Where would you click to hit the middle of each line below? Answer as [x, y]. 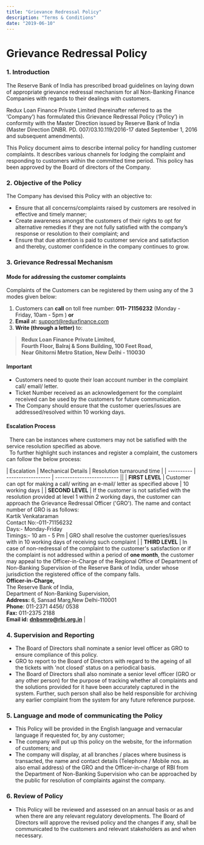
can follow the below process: [44, 459]
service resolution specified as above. [54, 446]
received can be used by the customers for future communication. [98, 399]
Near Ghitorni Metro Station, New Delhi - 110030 [83, 352]
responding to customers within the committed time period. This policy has [100, 160]
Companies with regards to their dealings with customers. [79, 98]
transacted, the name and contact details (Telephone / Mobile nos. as [102, 761]
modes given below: [32, 297]
